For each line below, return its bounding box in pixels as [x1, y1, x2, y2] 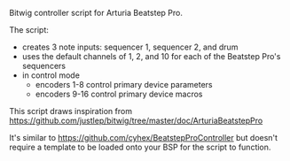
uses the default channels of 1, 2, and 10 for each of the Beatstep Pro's [21, 51, 281, 61]
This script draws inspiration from [9, 106, 133, 116]
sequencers [21, 61, 67, 71]
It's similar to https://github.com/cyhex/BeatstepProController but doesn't [9, 133, 278, 142]
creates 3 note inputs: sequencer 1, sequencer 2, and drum [21, 42, 239, 52]
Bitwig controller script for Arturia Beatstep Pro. [9, 8, 184, 18]
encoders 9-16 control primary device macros [35, 88, 203, 99]
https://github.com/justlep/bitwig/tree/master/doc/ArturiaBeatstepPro [9, 115, 263, 126]
